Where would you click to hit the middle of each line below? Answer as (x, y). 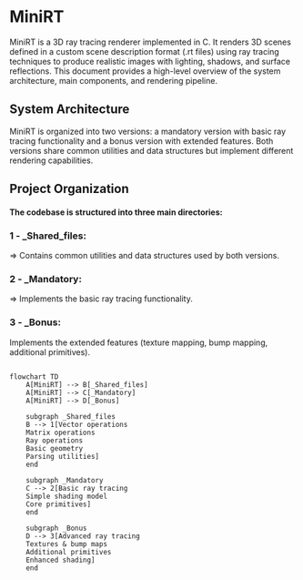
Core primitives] (59, 504)
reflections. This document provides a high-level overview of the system (145, 71)
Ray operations (55, 440)
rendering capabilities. (51, 160)
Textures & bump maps (66, 544)
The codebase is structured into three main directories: (116, 212)
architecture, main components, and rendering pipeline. (114, 80)
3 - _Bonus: (35, 322)
